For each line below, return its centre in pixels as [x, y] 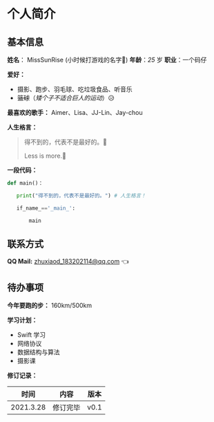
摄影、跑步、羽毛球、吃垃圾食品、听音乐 [75, 89]
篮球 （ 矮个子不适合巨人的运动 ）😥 [66, 98]
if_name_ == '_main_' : [46, 208]
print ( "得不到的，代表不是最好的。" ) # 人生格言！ [81, 195]
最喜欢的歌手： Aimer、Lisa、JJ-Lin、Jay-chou [75, 112]
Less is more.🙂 [45, 156]
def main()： [25, 183]
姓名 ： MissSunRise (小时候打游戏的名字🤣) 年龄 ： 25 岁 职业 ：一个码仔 [107, 60]
